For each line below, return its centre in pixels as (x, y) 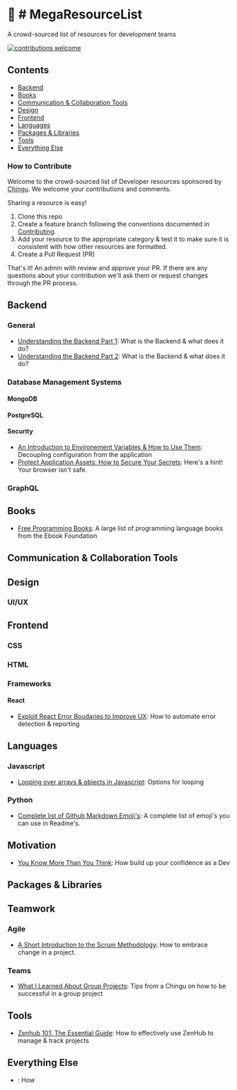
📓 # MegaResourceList (75, 15)
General (21, 326)
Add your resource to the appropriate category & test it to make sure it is (123, 239)
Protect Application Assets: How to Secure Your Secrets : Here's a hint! (120, 462)
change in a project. (47, 952)
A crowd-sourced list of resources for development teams (92, 34)
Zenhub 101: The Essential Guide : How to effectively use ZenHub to (115, 1033)
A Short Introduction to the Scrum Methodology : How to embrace (113, 945)
